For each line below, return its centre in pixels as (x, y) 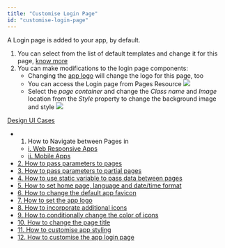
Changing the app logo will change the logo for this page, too (116, 75)
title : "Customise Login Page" (53, 14)
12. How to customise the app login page (76, 237)
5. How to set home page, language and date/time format (100, 185)
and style (41, 107)
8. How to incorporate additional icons (72, 207)
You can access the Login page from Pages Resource (105, 83)
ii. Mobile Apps (49, 156)
